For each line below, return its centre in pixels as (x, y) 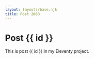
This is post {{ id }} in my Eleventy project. (47, 51)
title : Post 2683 (23, 14)
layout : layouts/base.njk (31, 9)
